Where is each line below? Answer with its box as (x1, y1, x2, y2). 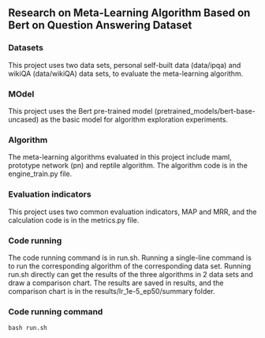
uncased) (8, 115, 39, 124)
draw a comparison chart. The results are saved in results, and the (8, 278, 224, 287)
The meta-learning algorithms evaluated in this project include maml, (8, 152, 233, 162)
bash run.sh (8, 324, 47, 332)
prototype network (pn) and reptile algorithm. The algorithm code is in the (8, 161, 248, 171)
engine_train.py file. (8, 169, 73, 178)
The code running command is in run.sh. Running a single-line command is (8, 253, 252, 262)
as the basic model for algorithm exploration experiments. (40, 115, 229, 124)
